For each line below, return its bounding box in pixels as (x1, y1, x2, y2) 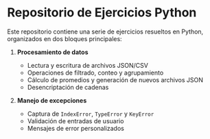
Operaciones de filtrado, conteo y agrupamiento (27, 68, 164, 77)
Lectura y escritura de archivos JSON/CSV (27, 61, 149, 69)
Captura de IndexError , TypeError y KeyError (27, 110, 154, 118)
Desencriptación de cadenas (27, 83, 109, 91)
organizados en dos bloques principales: (7, 34, 122, 42)
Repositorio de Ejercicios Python (7, 5, 197, 21)
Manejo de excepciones (16, 96, 87, 104)
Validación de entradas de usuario (27, 116, 124, 125)
